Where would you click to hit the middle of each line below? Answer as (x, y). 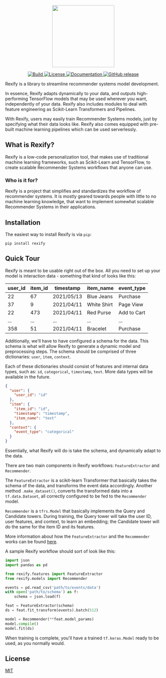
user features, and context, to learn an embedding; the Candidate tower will (82, 522)
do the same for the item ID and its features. (50, 527)
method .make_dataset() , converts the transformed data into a (69, 491)
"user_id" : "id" (31, 395)
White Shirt (100, 304)
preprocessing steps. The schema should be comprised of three (71, 351)
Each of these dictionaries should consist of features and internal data (77, 366)
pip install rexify (25, 243)
